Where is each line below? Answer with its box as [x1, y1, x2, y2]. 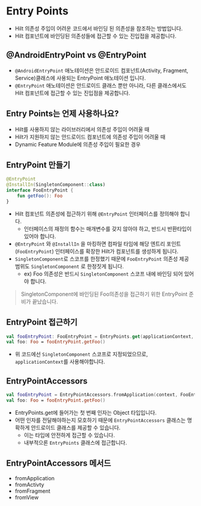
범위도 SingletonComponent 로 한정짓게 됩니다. [14, 262, 124, 270]
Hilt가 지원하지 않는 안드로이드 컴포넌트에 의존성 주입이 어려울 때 [14, 133, 166, 140]
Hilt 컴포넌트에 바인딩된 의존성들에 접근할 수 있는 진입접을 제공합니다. [14, 32, 176, 40]
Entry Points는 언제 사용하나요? [6, 109, 119, 119]
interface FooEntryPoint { [6, 187, 74, 193]
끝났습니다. [32, 298, 58, 305]
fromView [14, 493, 39, 501]
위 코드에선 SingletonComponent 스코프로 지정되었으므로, [14, 351, 148, 358]
